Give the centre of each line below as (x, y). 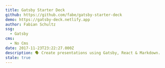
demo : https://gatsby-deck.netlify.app (48, 19)
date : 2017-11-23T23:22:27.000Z (40, 48)
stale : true (18, 58)
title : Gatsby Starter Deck (35, 10)
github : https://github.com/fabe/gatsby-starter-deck (64, 15)
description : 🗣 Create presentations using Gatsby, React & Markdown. (83, 53)
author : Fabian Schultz (31, 24)
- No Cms (19, 43)
